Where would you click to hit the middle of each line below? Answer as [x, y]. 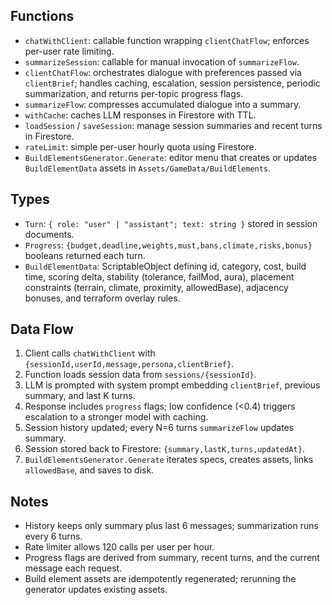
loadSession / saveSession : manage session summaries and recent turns [173, 125]
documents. [49, 234]
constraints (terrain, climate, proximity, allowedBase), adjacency [156, 287]
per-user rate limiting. [69, 51]
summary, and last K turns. [80, 396]
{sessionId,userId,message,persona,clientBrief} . [129, 364]
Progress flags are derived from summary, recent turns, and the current [172, 558]
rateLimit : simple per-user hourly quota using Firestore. [140, 146]
